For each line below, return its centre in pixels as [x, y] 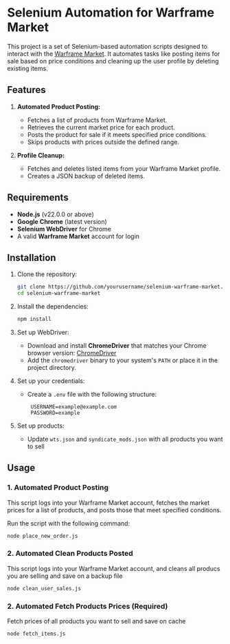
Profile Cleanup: [41, 155]
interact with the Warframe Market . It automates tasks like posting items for [114, 54]
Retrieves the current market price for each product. [101, 127]
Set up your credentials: [51, 381]
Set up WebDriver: [43, 332]
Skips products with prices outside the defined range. [103, 142]
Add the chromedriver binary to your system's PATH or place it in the [123, 360]
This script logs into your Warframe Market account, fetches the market [108, 502]
